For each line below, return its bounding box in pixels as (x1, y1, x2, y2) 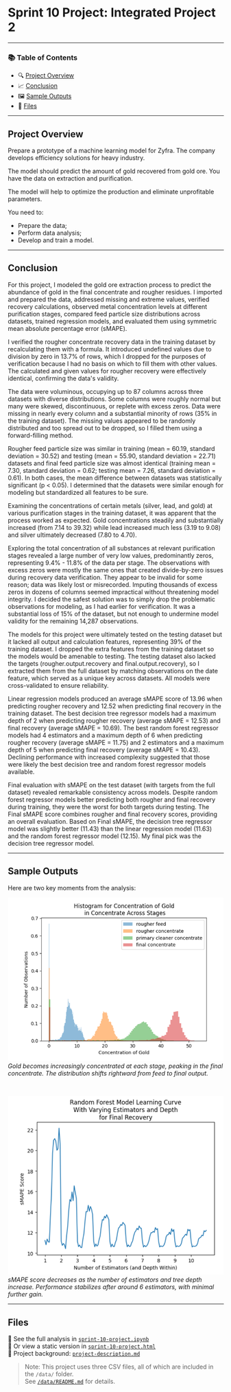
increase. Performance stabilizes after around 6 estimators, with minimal (8, 1283, 215, 1291)
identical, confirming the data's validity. (8, 374, 119, 382)
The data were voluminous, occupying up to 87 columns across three (8, 387, 204, 395)
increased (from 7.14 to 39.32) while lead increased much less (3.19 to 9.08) (8, 523, 221, 531)
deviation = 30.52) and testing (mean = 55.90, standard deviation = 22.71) (8, 452, 216, 460)
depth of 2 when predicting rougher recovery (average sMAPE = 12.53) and (8, 716, 221, 725)
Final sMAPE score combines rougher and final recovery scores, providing (8, 810, 218, 818)
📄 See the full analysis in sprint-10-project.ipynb (8, 1335, 149, 1343)
